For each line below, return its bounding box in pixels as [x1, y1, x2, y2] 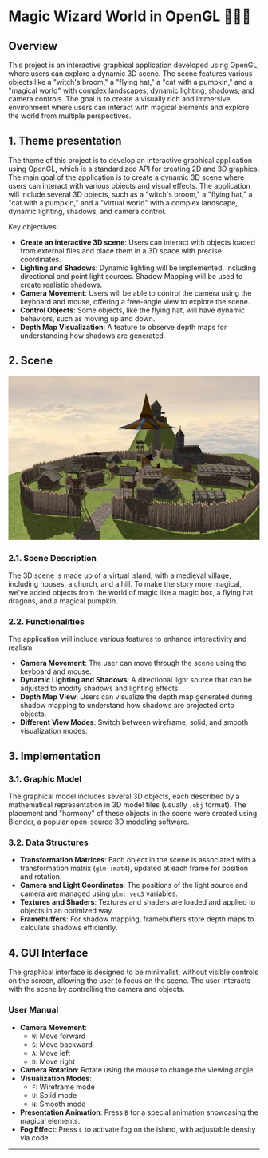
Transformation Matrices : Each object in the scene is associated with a [19, 855, 257, 865]
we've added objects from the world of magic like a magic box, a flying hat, [8, 587, 255, 598]
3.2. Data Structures [8, 837, 89, 848]
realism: [8, 643, 34, 652]
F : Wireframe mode [31, 1082, 96, 1092]
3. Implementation [8, 749, 101, 762]
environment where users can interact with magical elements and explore [8, 103, 250, 112]
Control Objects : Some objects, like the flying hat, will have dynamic [19, 305, 246, 315]
